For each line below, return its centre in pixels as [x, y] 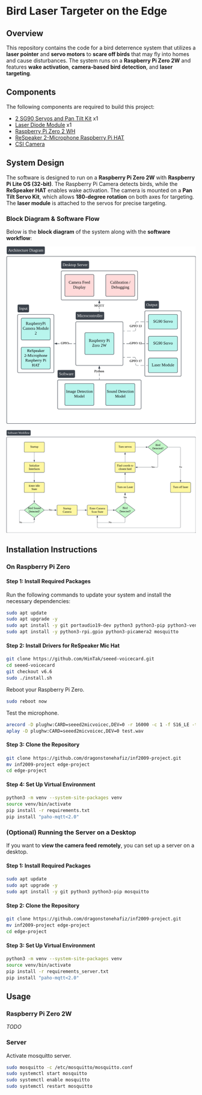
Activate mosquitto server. [39, 1055]
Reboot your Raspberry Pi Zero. [45, 689]
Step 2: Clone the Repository [43, 905]
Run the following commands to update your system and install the [89, 595]
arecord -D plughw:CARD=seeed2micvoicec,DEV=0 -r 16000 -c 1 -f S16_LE [98, 724]
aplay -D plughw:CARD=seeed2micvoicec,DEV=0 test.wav [75, 731]
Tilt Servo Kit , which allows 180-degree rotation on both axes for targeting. [100, 196]
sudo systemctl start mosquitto [47, 1074]
